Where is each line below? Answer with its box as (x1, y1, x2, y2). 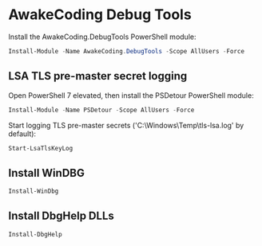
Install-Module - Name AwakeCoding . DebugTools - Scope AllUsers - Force (8, 47, 245, 55)
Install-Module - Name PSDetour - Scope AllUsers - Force (8, 106, 195, 114)
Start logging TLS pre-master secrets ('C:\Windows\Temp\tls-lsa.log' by (8, 120, 244, 130)
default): (8, 129, 37, 139)
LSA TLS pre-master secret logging (8, 69, 188, 83)
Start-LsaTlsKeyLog (8, 144, 73, 152)
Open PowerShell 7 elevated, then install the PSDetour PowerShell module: (8, 90, 254, 100)
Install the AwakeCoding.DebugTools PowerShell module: (8, 32, 196, 41)
